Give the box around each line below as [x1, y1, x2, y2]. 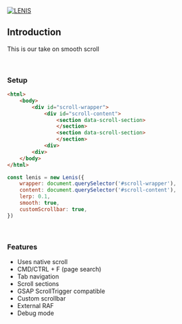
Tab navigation [16, 272, 60, 281]
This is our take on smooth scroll [7, 45, 100, 53]
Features [7, 242, 38, 252]
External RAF [16, 302, 54, 310]
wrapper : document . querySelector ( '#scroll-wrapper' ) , [19, 180, 177, 188]
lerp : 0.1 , [19, 193, 51, 200]
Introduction [7, 26, 62, 38]
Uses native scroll [16, 258, 68, 266]
